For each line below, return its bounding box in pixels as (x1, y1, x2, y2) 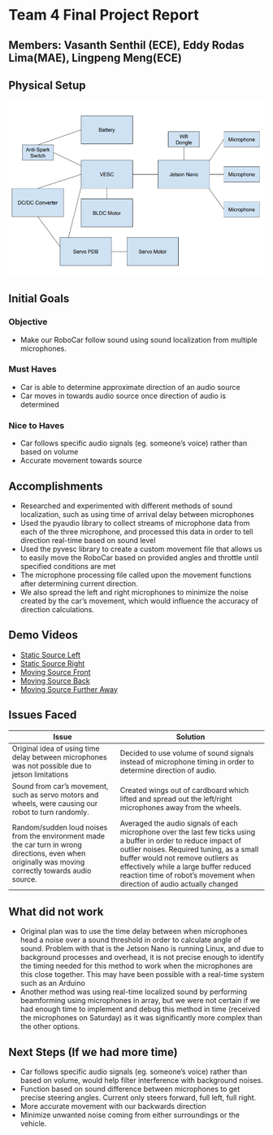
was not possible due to (11, 761, 92, 771)
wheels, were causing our (11, 798, 98, 808)
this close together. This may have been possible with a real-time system (19, 970, 265, 979)
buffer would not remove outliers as (119, 852, 239, 862)
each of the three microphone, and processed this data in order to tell (19, 527, 253, 537)
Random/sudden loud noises (11, 822, 108, 832)
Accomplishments (8, 479, 103, 493)
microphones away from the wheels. (119, 803, 242, 813)
